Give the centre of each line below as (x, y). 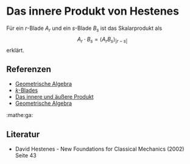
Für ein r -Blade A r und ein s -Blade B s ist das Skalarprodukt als (84, 29)
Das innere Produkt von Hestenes (93, 11)
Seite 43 (26, 155)
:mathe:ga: (20, 115)
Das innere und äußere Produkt (54, 97)
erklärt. (15, 50)
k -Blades (26, 90)
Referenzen (29, 69)
